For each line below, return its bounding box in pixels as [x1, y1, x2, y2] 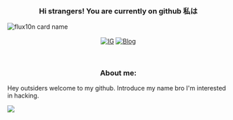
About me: [99, 68, 137, 78]
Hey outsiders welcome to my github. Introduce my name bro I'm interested [7, 84, 227, 93]
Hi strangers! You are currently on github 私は [38, 6, 199, 15]
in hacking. [7, 91, 39, 100]
